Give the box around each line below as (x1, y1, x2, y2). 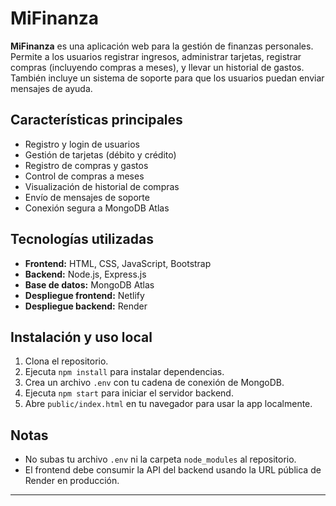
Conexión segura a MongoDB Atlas (24, 202, 170, 214)
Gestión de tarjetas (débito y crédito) (24, 148, 177, 161)
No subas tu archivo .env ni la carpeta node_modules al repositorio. (24, 453, 297, 466)
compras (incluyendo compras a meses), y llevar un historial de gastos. (10, 61, 305, 73)
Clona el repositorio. (24, 355, 109, 367)
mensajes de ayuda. (10, 82, 93, 94)
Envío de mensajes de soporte (24, 191, 150, 203)
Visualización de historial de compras (24, 180, 180, 192)
